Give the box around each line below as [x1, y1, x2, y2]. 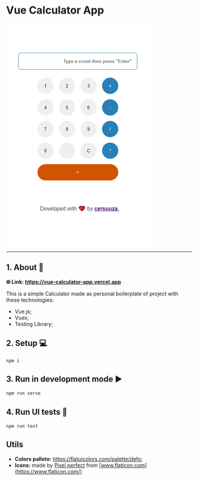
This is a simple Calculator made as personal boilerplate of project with [6, 290, 179, 297]
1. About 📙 [6, 263, 44, 273]
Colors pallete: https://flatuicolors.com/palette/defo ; [14, 455, 143, 462]
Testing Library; [14, 320, 53, 327]
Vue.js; [14, 308, 32, 315]
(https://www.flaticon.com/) [14, 468, 82, 475]
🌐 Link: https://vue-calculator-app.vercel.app [6, 278, 121, 285]
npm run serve [6, 390, 41, 396]
